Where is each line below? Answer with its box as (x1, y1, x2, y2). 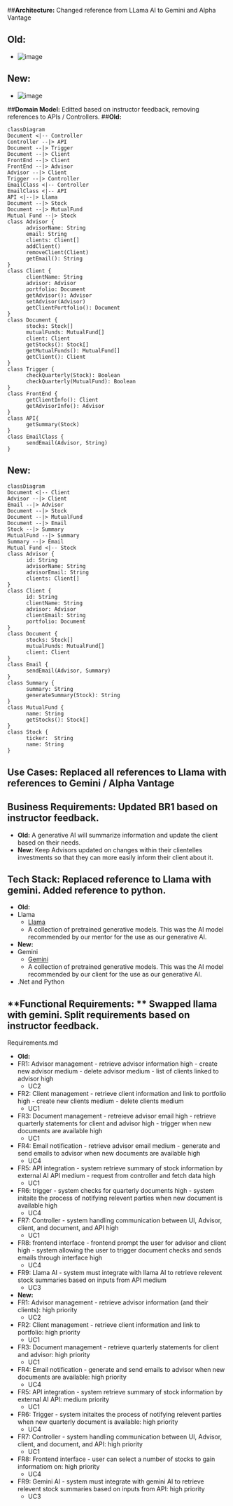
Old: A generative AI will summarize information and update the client (17, 831, 218, 839)
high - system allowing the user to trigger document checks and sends (17, 1246, 222, 1255)
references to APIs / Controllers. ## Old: (7, 112, 122, 121)
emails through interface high (17, 1253, 103, 1262)
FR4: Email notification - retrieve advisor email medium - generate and (17, 1142, 220, 1150)
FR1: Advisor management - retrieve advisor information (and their (17, 1298, 209, 1307)
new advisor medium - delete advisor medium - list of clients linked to (17, 1067, 219, 1076)
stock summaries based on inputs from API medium (17, 1276, 167, 1284)
